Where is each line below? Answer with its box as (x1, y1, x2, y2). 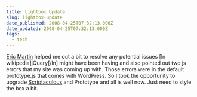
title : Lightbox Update (6, 8, 66, 15)
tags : (6, 31, 20, 37)
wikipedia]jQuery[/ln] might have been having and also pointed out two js (6, 59, 186, 66)
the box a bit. (6, 85, 39, 92)
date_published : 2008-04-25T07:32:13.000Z (6, 20, 113, 26)
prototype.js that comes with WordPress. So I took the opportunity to (6, 72, 176, 79)
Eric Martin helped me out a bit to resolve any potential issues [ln (6, 53, 166, 60)
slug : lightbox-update (6, 14, 63, 20)
